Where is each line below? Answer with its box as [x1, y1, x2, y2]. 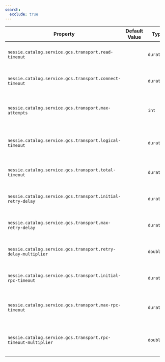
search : [5, 7, 21, 12]
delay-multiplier [7, 251, 48, 257]
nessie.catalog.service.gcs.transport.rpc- [7, 334, 111, 340]
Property [53, 30, 75, 37]
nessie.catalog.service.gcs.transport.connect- [7, 76, 121, 81]
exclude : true [9, 12, 38, 17]
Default [125, 28, 143, 34]
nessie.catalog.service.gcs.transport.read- [7, 49, 113, 55]
